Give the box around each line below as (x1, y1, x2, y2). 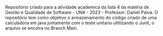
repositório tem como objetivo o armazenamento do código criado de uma (5, 15, 157, 20)
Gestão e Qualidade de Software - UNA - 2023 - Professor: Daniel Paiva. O (5, 9, 159, 15)
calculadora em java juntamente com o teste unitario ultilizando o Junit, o (5, 20, 155, 26)
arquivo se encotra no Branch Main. (5, 25, 78, 31)
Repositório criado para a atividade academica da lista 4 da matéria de (5, 4, 150, 10)
